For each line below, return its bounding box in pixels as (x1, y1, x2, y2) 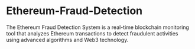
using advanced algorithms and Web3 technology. (6, 36, 129, 43)
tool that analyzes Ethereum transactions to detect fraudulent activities (6, 30, 178, 37)
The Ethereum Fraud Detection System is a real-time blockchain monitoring (6, 24, 189, 31)
